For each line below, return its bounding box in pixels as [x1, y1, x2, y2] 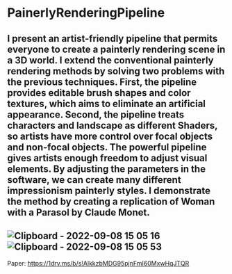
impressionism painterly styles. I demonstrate [7, 184, 210, 196]
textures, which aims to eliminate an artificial [7, 97, 206, 109]
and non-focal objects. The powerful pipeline [7, 141, 207, 153]
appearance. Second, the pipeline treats [7, 108, 185, 120]
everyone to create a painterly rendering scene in [7, 43, 226, 55]
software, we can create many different [7, 174, 182, 186]
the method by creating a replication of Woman [7, 195, 215, 207]
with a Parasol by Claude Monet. [7, 207, 151, 218]
